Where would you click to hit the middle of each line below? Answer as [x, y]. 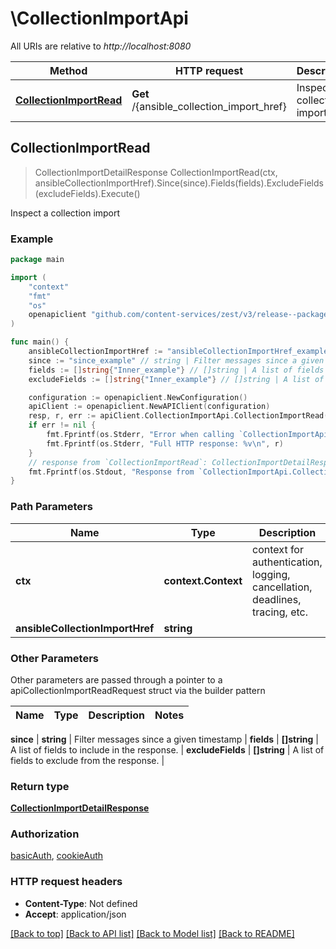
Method [68, 70]
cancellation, [282, 587]
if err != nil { [62, 425]
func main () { [40, 342]
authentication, [287, 562]
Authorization [45, 834]
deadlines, [277, 599]
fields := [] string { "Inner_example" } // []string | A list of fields [176, 370]
